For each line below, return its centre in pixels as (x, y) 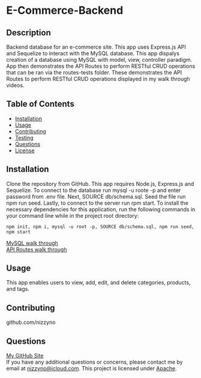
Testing (24, 137)
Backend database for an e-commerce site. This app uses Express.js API (96, 47)
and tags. (18, 289)
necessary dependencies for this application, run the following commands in (101, 209)
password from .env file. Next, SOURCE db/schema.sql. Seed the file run (96, 196)
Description (28, 33)
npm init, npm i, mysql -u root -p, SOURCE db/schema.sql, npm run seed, (100, 226)
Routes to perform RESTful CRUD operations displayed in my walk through (98, 79)
